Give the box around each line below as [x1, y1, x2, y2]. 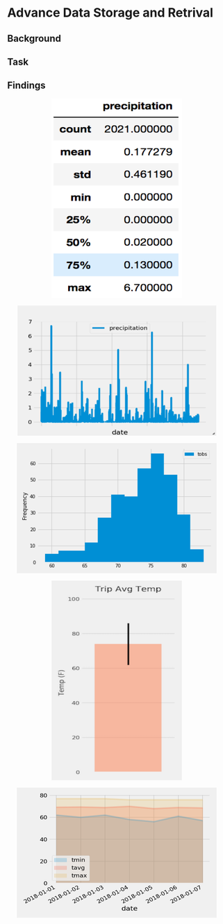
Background [7, 33, 61, 44]
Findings [7, 80, 47, 92]
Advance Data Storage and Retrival [7, 5, 214, 21]
